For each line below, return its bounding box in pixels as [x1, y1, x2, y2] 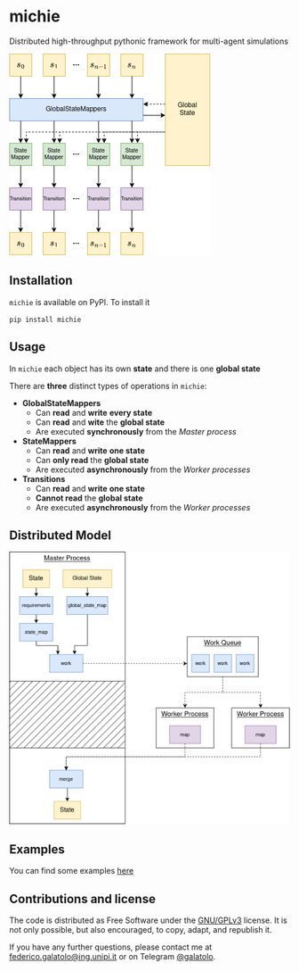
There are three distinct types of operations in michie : [9, 380, 207, 391]
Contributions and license [9, 891, 156, 907]
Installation [9, 273, 73, 288]
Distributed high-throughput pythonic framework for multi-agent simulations [9, 36, 289, 46]
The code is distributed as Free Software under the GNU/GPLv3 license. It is [9, 915, 287, 925]
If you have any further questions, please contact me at [9, 942, 213, 952]
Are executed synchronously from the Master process [35, 426, 238, 436]
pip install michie [9, 315, 82, 324]
